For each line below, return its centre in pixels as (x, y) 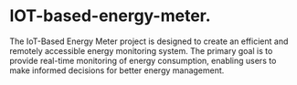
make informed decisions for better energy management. (117, 70)
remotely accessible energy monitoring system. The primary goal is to (141, 50)
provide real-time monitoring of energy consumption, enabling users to (143, 60)
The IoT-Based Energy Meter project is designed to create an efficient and (149, 41)
